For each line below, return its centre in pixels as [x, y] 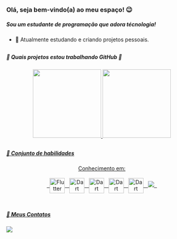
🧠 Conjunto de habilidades [40, 153]
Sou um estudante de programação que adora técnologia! [81, 24]
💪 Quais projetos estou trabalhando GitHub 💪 [64, 57]
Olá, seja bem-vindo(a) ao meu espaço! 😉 [69, 10]
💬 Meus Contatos [28, 214]
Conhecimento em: [102, 168]
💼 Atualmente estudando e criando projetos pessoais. [82, 40]
